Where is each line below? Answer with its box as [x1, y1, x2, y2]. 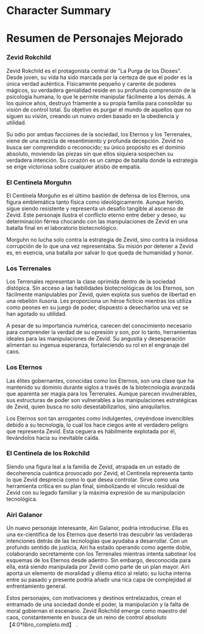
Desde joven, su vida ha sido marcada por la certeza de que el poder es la [6, 74, 193, 81]
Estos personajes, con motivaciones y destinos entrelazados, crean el [6, 594, 181, 602]
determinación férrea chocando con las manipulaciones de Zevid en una [6, 217, 188, 225]
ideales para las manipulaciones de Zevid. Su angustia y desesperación [6, 335, 186, 343]
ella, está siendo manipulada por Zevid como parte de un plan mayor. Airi [6, 563, 190, 571]
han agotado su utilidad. [6, 310, 67, 318]
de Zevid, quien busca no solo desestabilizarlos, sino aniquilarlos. [6, 403, 172, 410]
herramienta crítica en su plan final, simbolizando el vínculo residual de [6, 482, 185, 490]
